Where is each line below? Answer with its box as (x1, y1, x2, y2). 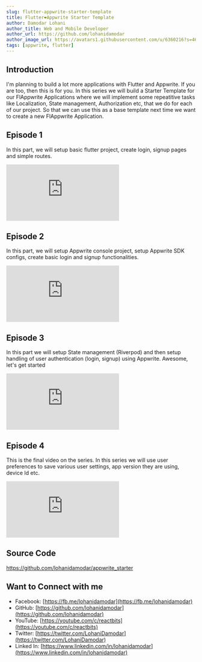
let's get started (6, 361, 46, 369)
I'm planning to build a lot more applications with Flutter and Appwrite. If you (6, 81, 195, 88)
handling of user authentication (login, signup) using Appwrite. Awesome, (6, 355, 188, 363)
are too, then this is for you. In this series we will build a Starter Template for (6, 87, 195, 94)
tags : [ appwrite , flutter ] (6, 43, 74, 49)
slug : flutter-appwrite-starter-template (6, 8, 112, 15)
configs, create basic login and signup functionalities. (6, 254, 139, 261)
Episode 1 (6, 130, 43, 140)
